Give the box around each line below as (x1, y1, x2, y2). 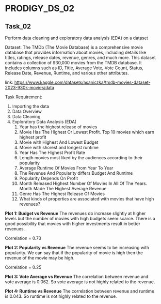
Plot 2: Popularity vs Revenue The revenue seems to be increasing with (5, 245, 149, 250)
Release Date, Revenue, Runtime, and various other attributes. (5, 70, 129, 76)
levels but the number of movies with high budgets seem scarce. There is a (5, 216, 156, 221)
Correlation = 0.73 (5, 235, 41, 241)
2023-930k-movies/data (5, 85, 54, 90)
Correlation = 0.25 (5, 264, 42, 270)
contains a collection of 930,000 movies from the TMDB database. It (5, 60, 142, 65)
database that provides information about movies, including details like (5, 49, 146, 55)
